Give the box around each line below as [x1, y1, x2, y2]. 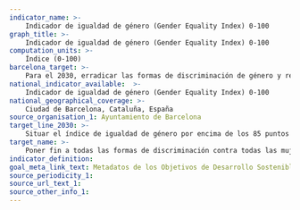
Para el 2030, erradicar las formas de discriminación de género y [25, 71, 281, 80]
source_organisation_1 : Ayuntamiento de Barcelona [9, 113, 202, 122]
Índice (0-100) [25, 55, 82, 63]
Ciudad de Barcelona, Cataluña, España [25, 105, 174, 113]
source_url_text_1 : [9, 180, 82, 189]
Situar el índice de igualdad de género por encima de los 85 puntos [25, 130, 290, 139]
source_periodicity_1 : [9, 171, 94, 180]
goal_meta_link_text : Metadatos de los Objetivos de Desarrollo [9, 163, 254, 172]
